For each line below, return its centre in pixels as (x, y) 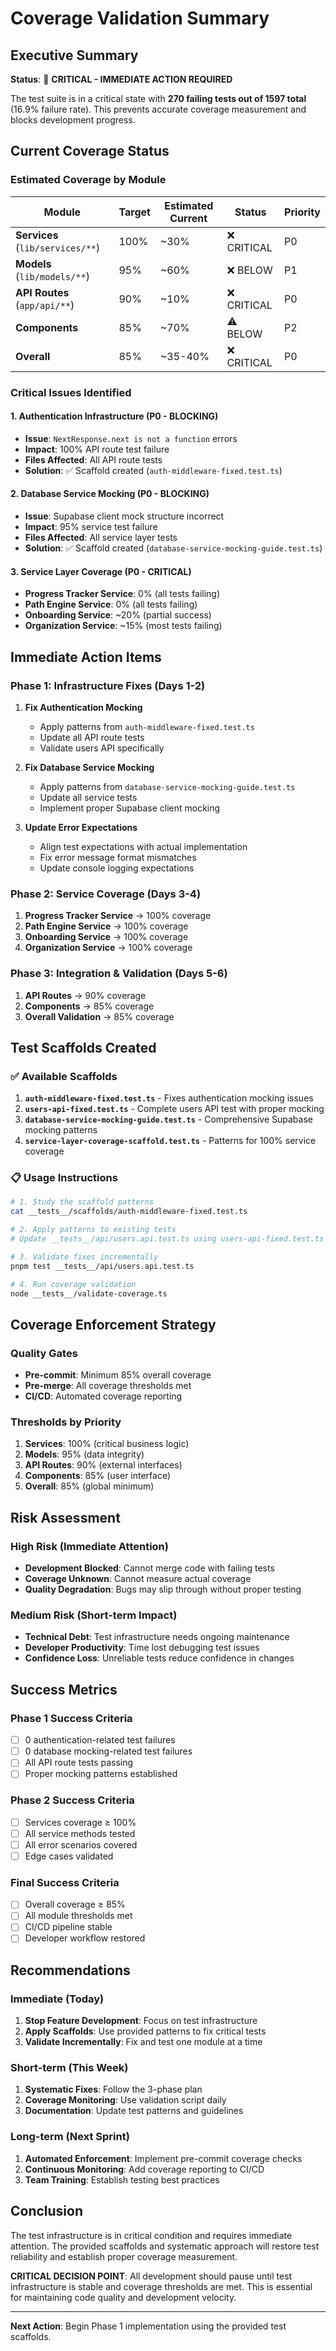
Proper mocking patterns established (101, 1774)
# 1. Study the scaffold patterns (82, 1202)
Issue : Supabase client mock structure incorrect (124, 516)
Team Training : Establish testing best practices (122, 2179)
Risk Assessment (65, 1517)
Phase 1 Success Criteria (71, 1718)
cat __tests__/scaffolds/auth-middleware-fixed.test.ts (129, 1212)
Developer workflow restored (85, 1938)
